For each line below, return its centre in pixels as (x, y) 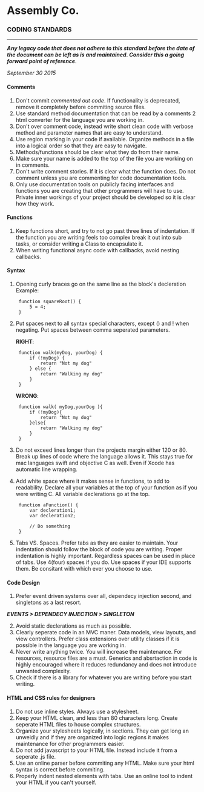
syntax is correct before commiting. (60, 769)
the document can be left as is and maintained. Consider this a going (96, 55)
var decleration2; (53, 516)
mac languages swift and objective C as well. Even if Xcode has (95, 463)
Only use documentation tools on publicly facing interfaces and (95, 184)
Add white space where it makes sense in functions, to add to (93, 481)
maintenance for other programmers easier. (70, 743)
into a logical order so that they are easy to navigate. (81, 146)
